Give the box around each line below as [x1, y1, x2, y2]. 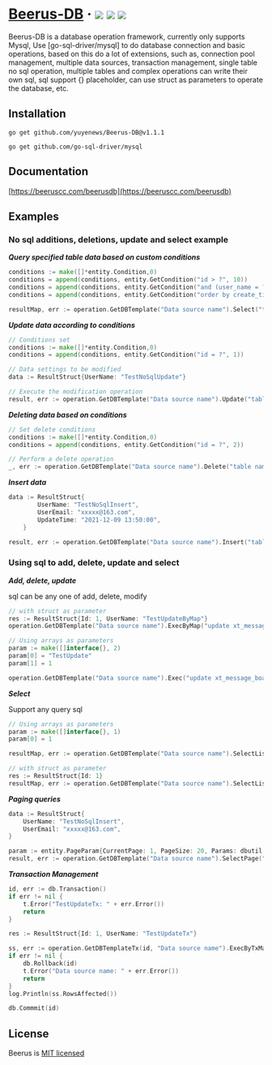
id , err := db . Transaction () [8, 885, 107, 893]
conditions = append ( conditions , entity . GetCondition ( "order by [8, 290, 230, 298]
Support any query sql [8, 704, 83, 714]
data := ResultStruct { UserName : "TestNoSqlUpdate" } [8, 373, 186, 381]
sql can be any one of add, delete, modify [8, 591, 147, 601]
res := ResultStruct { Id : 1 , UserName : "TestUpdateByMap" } [8, 614, 208, 623]
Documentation [8, 165, 89, 178]
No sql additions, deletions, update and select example [8, 234, 229, 245]
